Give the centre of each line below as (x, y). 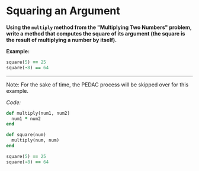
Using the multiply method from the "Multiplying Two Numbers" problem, (99, 27)
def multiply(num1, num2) (38, 113)
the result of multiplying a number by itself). (62, 40)
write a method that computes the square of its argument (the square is (96, 33)
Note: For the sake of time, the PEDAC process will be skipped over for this (97, 85)
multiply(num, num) (36, 140)
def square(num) (26, 135)
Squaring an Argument (63, 11)
